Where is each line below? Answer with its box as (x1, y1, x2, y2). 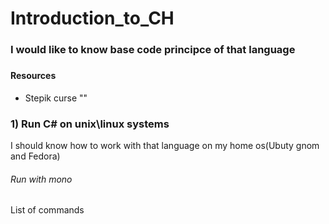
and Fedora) (10, 150, 61, 162)
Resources (10, 70, 57, 82)
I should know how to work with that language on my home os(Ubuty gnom (10, 139, 320, 151)
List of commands (10, 204, 85, 216)
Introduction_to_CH (10, 7, 175, 30)
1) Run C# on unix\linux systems (10, 117, 170, 131)
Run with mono (10, 173, 73, 185)
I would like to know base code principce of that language (10, 43, 296, 57)
